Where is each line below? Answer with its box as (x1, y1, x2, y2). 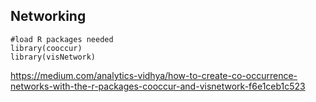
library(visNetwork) (10, 52, 97, 62)
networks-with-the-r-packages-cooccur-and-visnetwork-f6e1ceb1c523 (10, 80, 306, 92)
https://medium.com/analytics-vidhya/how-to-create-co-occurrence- (10, 69, 298, 81)
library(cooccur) (10, 43, 83, 53)
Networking (10, 8, 87, 25)
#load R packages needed (10, 34, 114, 44)
